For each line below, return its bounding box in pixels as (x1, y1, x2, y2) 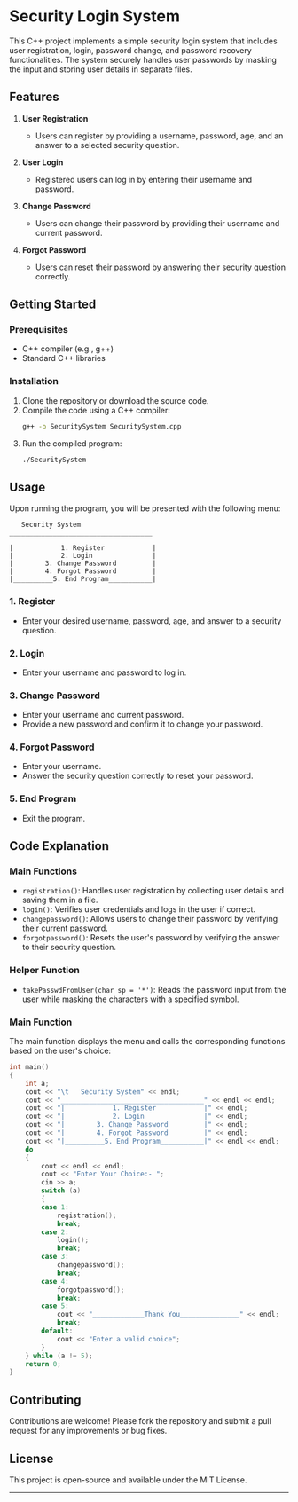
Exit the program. (21, 813, 86, 823)
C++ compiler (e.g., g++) (21, 343, 114, 354)
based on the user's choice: (9, 1045, 112, 1057)
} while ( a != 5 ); (25, 1351, 93, 1360)
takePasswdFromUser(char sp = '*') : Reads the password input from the (21, 984, 286, 995)
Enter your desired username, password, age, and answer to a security (21, 615, 282, 626)
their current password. (21, 923, 108, 933)
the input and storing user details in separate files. (9, 64, 192, 75)
